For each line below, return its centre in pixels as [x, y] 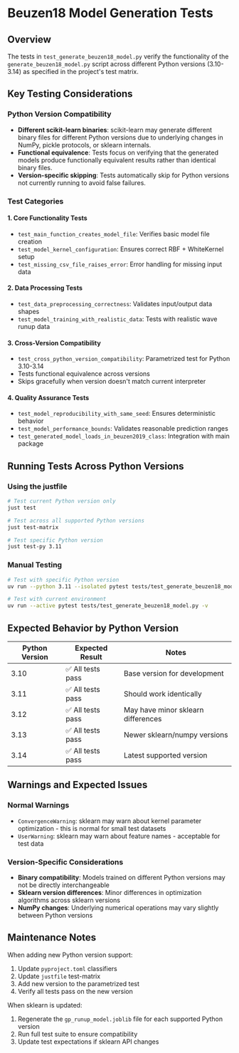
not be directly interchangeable [64, 885]
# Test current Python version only [62, 501]
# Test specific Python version [55, 540]
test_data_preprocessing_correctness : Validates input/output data [115, 304]
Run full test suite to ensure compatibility [78, 1034]
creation [30, 241]
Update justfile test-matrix [59, 976]
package [31, 444]
